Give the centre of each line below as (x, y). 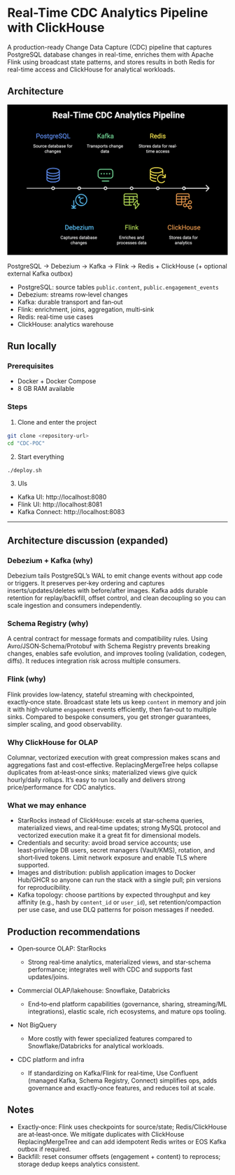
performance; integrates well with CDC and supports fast (110, 969)
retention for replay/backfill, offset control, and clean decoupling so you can (116, 598)
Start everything (41, 457)
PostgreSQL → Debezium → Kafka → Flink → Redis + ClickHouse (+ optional (117, 266)
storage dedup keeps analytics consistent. (78, 1164)
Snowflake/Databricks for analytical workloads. (96, 1046)
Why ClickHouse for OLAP (53, 742)
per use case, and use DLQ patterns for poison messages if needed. (116, 910)
